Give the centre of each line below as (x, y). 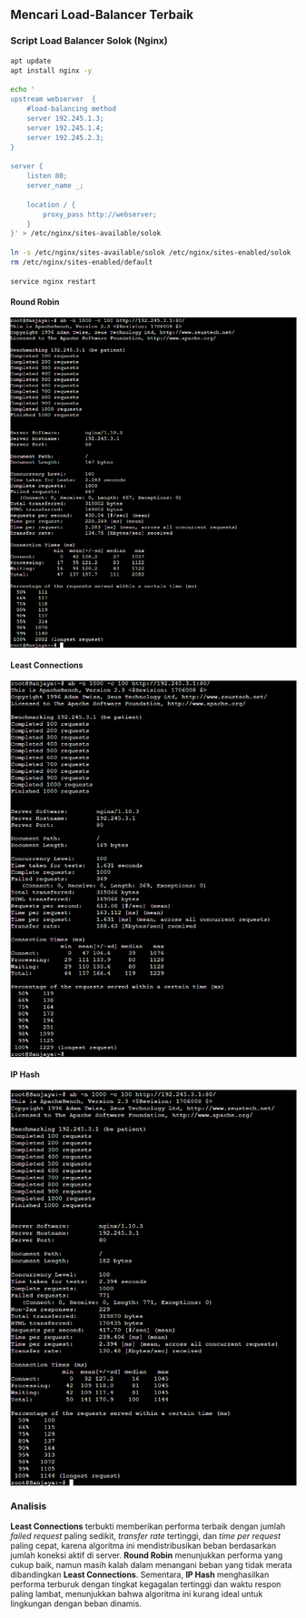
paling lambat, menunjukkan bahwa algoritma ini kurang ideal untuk (137, 1593)
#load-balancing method (72, 109)
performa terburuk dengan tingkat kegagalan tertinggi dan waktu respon (146, 1584)
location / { (51, 205)
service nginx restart (53, 281)
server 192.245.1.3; (65, 118)
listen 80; (47, 176)
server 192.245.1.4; (65, 128)
